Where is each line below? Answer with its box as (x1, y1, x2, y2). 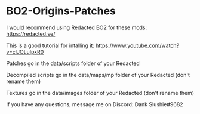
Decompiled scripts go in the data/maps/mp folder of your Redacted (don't (6, 71, 190, 78)
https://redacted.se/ (6, 30, 56, 37)
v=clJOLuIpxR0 (6, 48, 44, 55)
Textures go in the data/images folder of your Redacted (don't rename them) (6, 89, 195, 96)
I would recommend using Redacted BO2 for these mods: (6, 24, 147, 31)
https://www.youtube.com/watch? (95, 42, 180, 49)
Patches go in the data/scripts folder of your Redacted (6, 60, 140, 67)
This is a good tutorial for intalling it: (6, 42, 94, 49)
